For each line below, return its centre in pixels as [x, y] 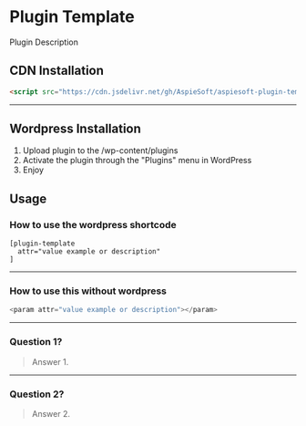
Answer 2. [51, 413]
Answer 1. [50, 361]
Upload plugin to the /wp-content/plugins [100, 151]
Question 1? [36, 342]
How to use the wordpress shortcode [93, 224]
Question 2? [37, 394]
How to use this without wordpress [88, 291]
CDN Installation [57, 71]
